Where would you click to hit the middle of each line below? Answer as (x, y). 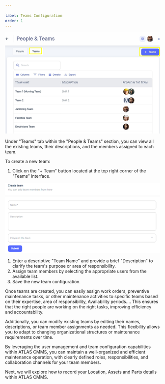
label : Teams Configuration (34, 15)
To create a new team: (28, 161)
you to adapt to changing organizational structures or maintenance (72, 332)
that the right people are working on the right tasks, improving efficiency (78, 307)
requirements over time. (29, 337)
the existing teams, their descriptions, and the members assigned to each (79, 146)
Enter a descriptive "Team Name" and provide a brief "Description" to (82, 261)
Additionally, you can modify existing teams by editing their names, (73, 322)
